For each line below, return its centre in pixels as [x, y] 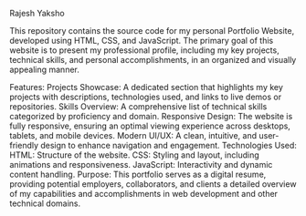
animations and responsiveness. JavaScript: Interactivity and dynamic [141, 165]
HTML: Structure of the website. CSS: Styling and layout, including [135, 155]
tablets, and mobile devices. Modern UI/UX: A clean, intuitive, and [133, 135]
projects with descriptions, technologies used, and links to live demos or [145, 97]
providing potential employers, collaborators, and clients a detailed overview [153, 184]
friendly [24, 145]
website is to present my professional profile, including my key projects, [145, 50]
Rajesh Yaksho [37, 13]
